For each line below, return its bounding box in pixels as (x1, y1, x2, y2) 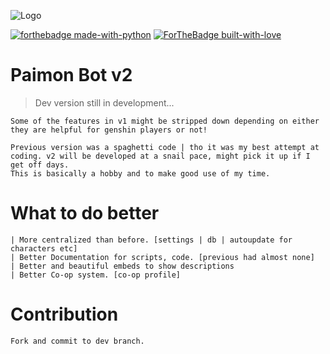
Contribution (10, 303, 119, 326)
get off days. (10, 160, 70, 170)
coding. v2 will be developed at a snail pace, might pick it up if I (10, 151, 311, 161)
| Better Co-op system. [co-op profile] (10, 270, 182, 280)
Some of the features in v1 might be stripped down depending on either (10, 116, 320, 126)
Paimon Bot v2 (10, 64, 133, 87)
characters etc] (10, 243, 78, 254)
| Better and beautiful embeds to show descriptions (10, 261, 235, 271)
